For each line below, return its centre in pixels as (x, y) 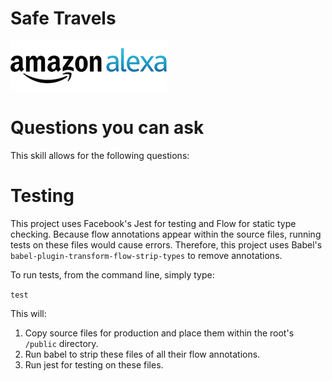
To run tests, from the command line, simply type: (112, 274)
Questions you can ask (107, 128)
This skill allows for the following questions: (100, 155)
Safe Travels (63, 18)
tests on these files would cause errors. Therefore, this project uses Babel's (166, 244)
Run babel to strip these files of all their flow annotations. (142, 354)
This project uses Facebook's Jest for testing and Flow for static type (153, 223)
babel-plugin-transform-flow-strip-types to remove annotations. (146, 255)
